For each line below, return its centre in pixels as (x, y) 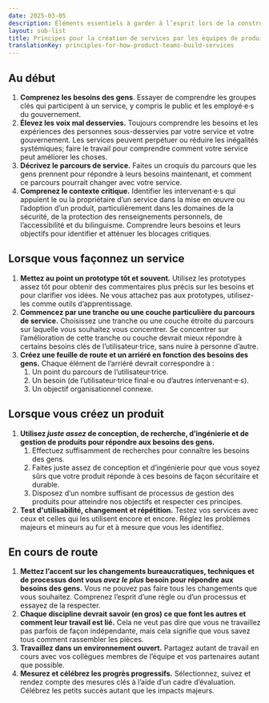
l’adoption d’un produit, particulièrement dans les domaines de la (126, 208)
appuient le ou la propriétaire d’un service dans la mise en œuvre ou (132, 199)
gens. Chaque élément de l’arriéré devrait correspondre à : (117, 363)
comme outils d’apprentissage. (82, 303)
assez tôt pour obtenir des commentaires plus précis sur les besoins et (137, 286)
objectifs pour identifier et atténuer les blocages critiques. (116, 233)
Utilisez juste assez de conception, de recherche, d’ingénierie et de (134, 433)
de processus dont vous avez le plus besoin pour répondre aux (126, 580)
